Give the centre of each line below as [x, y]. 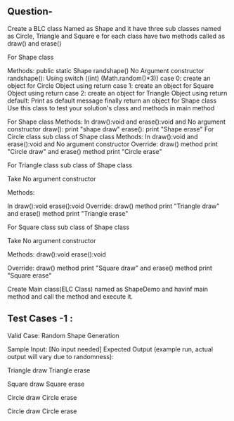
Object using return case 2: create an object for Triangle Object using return [117, 93]
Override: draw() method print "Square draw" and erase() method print [110, 268]
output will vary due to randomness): [60, 356]
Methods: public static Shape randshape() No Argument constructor [106, 70]
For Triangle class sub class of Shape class [70, 165]
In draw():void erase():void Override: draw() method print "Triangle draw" [113, 206]
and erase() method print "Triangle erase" [68, 213]
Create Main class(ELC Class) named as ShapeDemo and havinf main [108, 289]
